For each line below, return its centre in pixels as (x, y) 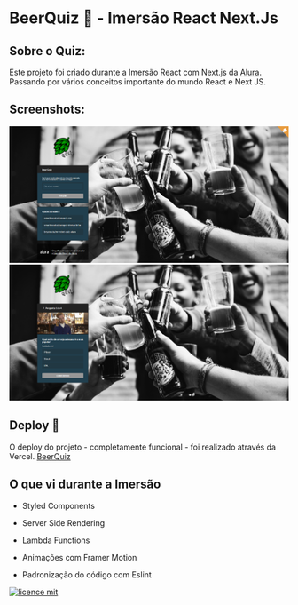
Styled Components (59, 505)
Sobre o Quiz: (47, 51)
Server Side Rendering (63, 522)
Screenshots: (47, 110)
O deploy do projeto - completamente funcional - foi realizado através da (143, 447)
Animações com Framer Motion (79, 557)
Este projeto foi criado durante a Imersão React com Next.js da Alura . (135, 72)
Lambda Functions (56, 540)
